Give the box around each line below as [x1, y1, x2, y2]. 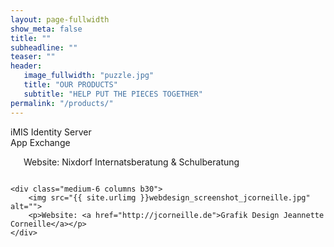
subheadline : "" [10, 42, 78, 53]
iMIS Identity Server [10, 126, 92, 138]
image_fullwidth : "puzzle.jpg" [23, 71, 155, 81]
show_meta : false [10, 24, 83, 34]
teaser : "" [10, 52, 56, 62]
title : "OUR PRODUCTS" [23, 80, 118, 90]
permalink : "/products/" [10, 98, 114, 108]
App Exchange [10, 136, 71, 148]
